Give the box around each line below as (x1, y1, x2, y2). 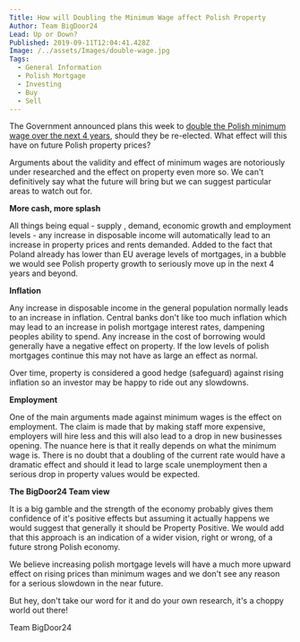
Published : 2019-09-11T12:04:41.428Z (9, 38, 150, 47)
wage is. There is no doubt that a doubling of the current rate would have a (9, 449, 286, 461)
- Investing (17, 80, 63, 89)
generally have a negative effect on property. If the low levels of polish (9, 341, 270, 352)
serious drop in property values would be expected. (9, 469, 201, 480)
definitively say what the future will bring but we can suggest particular (9, 176, 271, 187)
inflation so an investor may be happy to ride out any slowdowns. (9, 377, 249, 388)
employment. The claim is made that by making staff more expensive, (9, 422, 266, 432)
